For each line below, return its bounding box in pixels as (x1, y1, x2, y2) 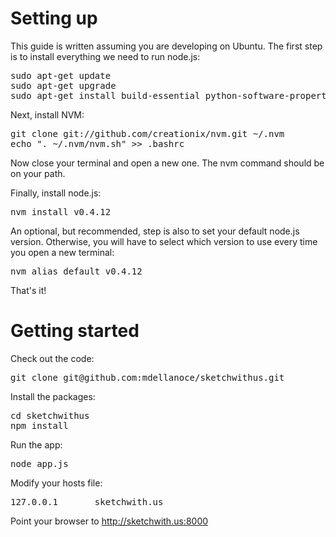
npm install (10, 420, 69, 431)
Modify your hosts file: (10, 477, 103, 489)
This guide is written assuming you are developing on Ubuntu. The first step (10, 40, 323, 52)
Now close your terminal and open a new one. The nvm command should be (10, 157, 325, 169)
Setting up (10, 7, 98, 30)
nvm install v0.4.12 (10, 206, 112, 217)
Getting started (10, 320, 140, 342)
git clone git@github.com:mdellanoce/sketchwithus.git (10, 372, 285, 383)
